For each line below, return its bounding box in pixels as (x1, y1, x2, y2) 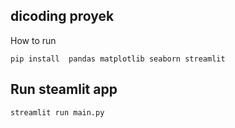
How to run (10, 34, 57, 46)
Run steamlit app (10, 81, 118, 98)
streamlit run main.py (10, 107, 105, 118)
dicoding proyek (10, 8, 115, 25)
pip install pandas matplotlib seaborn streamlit (10, 54, 226, 64)
